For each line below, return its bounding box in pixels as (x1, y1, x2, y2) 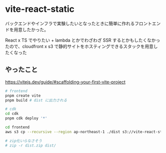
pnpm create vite (5, 93, 41, 98)
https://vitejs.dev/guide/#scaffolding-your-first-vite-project (5, 79, 126, 85)
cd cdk (5, 111, 19, 116)
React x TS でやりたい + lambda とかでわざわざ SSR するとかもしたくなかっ (5, 37, 161, 43)
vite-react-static (5, 3, 75, 15)
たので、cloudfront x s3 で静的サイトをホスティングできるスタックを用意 (5, 43, 154, 49)
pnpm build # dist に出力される (5, 98, 68, 102)
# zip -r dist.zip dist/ (5, 143, 56, 148)
